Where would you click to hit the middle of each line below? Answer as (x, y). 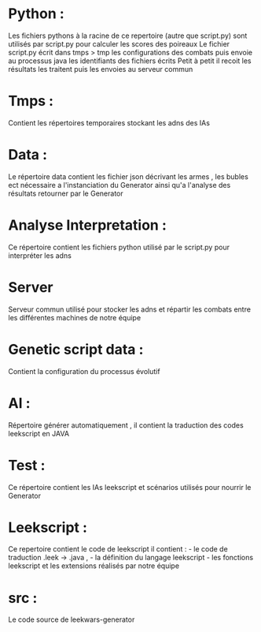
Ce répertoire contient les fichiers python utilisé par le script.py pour (119, 247)
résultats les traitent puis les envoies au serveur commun (101, 69)
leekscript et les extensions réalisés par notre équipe (94, 566)
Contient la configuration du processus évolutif (84, 371)
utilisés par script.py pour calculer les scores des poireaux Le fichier (119, 43)
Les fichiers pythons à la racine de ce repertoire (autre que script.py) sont (128, 36)
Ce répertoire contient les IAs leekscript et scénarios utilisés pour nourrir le (130, 487)
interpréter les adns (40, 255)
